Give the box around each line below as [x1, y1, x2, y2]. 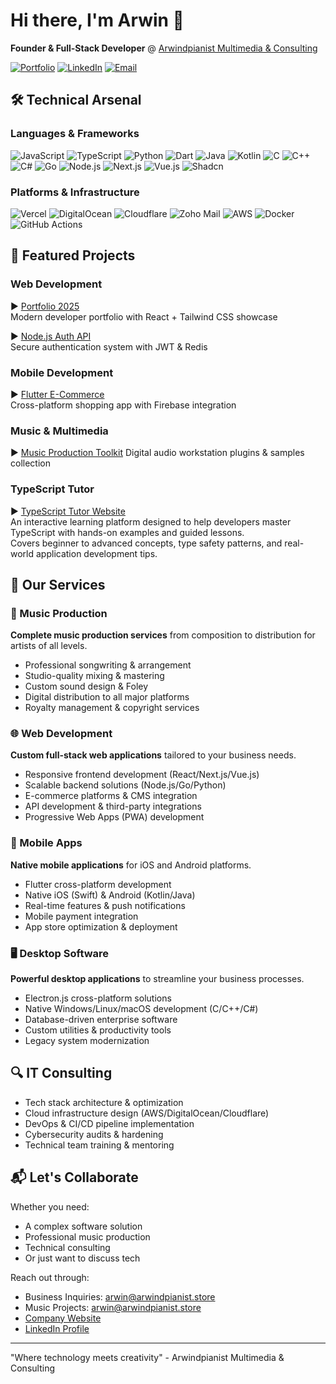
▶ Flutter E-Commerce [10, 388, 105, 400]
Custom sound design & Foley [24, 680, 149, 693]
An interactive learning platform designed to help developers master [10, 515, 292, 528]
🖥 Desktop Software [10, 946, 110, 960]
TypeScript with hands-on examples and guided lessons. [10, 526, 245, 538]
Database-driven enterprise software [24, 1014, 178, 1026]
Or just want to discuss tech [24, 1252, 141, 1264]
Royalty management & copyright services [24, 702, 200, 714]
